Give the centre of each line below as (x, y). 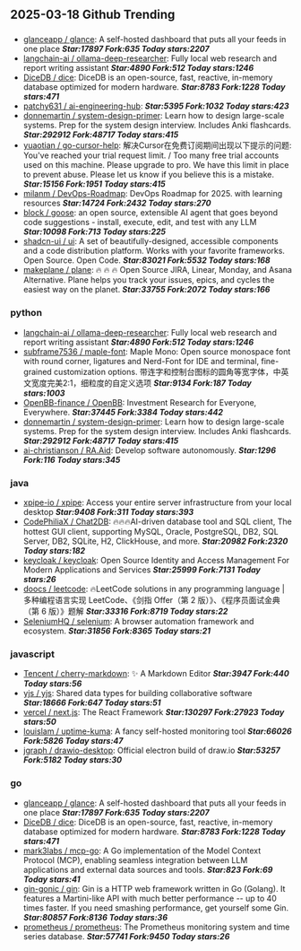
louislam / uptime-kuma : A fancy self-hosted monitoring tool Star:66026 (157, 731)
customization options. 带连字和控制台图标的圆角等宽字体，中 (167, 371)
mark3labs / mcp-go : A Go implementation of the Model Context (142, 851)
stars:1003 (44, 393)
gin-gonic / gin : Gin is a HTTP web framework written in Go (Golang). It (154, 888)
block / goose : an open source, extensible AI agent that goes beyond (150, 213)
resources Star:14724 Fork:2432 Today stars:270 (117, 203)
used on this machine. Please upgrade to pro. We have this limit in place (156, 165)
